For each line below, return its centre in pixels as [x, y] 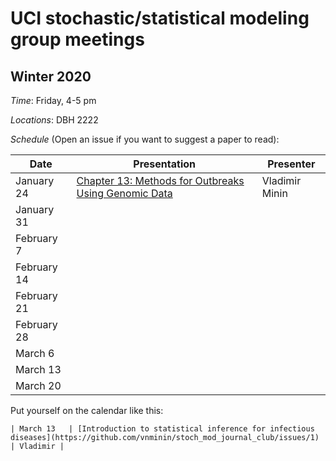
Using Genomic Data [124, 193]
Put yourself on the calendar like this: [87, 410]
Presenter [291, 164]
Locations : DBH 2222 [54, 120]
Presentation [164, 164]
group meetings [77, 39]
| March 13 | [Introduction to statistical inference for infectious [162, 429]
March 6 [35, 353]
